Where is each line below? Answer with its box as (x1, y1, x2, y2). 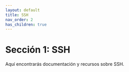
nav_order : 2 (5, 17, 33, 22)
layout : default (5, 7, 40, 13)
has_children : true (5, 22, 47, 27)
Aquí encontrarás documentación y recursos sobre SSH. (5, 61, 124, 67)
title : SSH (5, 12, 29, 17)
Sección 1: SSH (5, 44, 71, 56)
